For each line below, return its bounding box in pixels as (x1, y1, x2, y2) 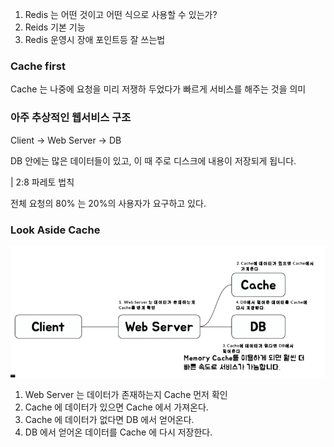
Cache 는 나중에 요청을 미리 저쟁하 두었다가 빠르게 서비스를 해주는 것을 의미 (10, 83, 307, 95)
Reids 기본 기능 (24, 21, 86, 33)
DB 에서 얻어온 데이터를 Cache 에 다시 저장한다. (24, 426, 213, 438)
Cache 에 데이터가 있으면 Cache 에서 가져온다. (24, 401, 209, 413)
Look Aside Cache (10, 223, 101, 237)
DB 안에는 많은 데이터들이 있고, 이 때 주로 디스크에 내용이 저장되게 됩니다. (10, 154, 297, 167)
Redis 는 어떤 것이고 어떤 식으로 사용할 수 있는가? (24, 9, 218, 20)
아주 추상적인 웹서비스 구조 (10, 111, 132, 125)
